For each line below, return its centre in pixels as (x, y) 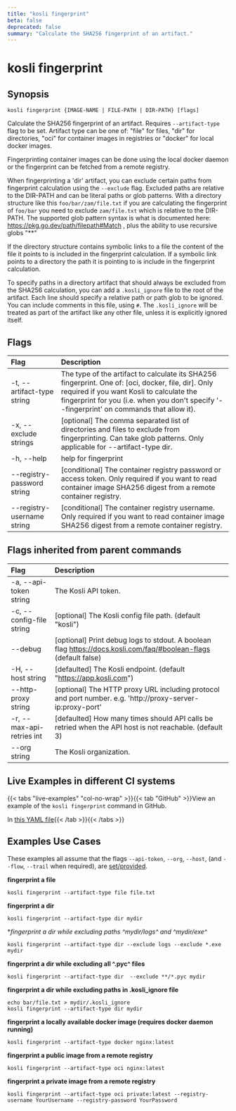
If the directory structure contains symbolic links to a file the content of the (116, 246)
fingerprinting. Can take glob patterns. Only (132, 439)
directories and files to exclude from (120, 429)
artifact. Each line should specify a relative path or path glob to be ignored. (116, 298)
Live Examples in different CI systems (91, 781)
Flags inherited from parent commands (94, 550)
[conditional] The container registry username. (138, 508)
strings (22, 443)
